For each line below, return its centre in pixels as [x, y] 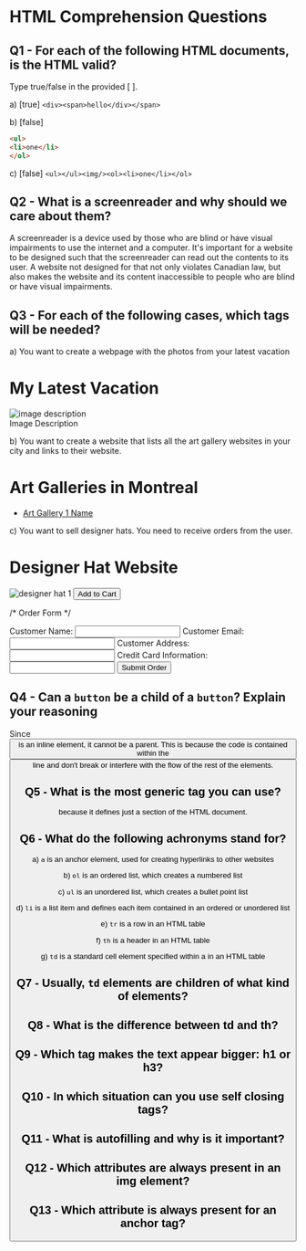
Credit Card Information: [162, 656]
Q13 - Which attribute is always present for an [153, 1210]
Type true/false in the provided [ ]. [74, 87]
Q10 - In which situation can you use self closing [153, 1097]
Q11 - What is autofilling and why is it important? [153, 1139]
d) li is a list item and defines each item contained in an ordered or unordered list [153, 908]
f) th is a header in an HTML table [153, 940]
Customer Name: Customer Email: [127, 631]
